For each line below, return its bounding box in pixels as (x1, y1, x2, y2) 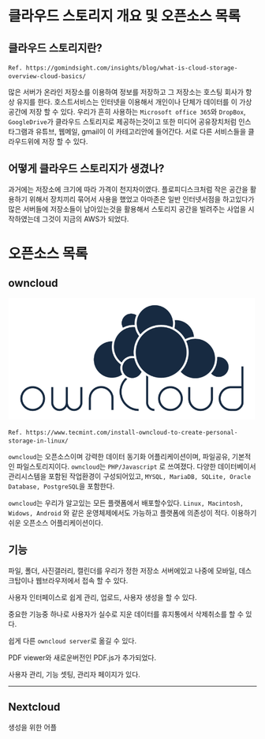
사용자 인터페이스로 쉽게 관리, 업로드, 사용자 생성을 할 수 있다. (8, 592, 197, 601)
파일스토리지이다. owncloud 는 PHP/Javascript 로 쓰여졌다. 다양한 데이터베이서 (16, 462, 256, 471)
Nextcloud (8, 700, 61, 714)
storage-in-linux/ (8, 437, 69, 445)
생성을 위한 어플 (8, 722, 58, 732)
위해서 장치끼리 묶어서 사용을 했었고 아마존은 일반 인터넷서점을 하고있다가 (28, 194, 255, 204)
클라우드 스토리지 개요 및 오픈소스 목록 (8, 7, 241, 25)
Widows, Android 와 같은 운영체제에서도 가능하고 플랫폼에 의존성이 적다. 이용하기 (8, 508, 257, 518)
